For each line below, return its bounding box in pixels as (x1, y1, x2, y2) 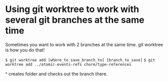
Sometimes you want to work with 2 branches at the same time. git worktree (5, 41, 163, 47)
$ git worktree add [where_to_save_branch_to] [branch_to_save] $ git (5, 57, 155, 62)
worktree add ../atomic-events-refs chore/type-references (5, 62, 132, 67)
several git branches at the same (5, 14, 145, 26)
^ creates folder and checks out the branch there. (5, 70, 108, 76)
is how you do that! (5, 47, 45, 53)
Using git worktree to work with (5, 4, 139, 15)
